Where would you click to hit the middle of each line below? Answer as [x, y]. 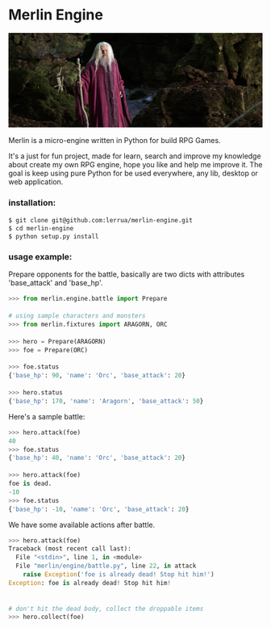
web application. [36, 181]
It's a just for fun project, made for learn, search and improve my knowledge [135, 156]
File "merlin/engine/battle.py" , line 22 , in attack [106, 566]
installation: [32, 202]
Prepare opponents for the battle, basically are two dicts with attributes [127, 274]
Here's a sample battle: [47, 416]
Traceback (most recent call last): [70, 549]
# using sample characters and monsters [77, 316]
